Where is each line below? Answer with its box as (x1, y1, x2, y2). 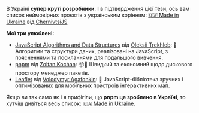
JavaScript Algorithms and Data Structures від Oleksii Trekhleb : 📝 (14, 41, 177, 48)
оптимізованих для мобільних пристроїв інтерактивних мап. (14, 82, 170, 89)
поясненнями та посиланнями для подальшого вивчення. (14, 54, 164, 61)
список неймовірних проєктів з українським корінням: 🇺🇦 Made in (6, 11, 179, 19)
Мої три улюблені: (6, 30, 55, 36)
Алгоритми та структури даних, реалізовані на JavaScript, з (14, 48, 168, 54)
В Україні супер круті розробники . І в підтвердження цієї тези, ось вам (6, 5, 190, 12)
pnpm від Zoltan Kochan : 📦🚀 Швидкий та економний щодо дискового (14, 61, 193, 68)
